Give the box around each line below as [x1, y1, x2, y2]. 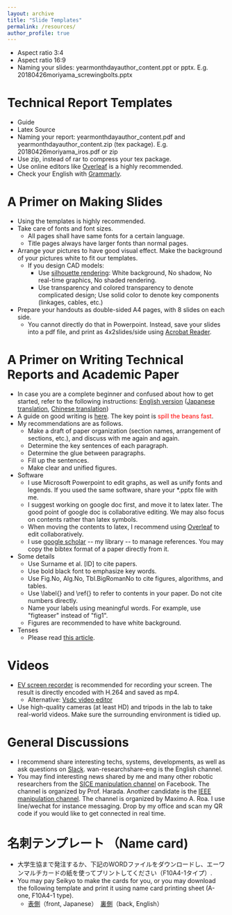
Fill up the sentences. [27, 456, 89, 465]
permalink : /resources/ [7, 23, 76, 30]
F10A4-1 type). [31, 891, 74, 900]
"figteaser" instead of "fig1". [27, 611, 108, 620]
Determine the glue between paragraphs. [27, 449, 146, 457]
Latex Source [17, 126, 56, 134]
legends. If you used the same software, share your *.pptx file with [27, 486, 218, 494]
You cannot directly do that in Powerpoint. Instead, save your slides [27, 320, 221, 329]
